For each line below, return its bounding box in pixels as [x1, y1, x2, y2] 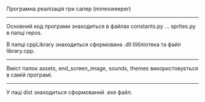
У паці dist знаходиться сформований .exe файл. [6, 89, 132, 96]
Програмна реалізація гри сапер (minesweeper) [6, 5, 131, 12]
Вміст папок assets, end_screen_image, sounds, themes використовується [6, 65, 198, 72]
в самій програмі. [6, 71, 53, 78]
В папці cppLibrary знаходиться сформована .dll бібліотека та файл [6, 41, 181, 48]
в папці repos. [6, 29, 43, 36]
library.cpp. [6, 47, 35, 54]
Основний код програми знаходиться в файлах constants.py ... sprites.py [6, 22, 196, 30]
